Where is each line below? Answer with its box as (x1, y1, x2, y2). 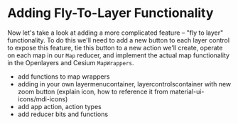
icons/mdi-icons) (17, 94, 68, 103)
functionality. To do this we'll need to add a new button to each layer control (7, 35, 229, 44)
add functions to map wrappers (17, 72, 110, 81)
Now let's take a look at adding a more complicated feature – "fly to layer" (7, 28, 224, 37)
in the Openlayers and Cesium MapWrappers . (7, 58, 134, 67)
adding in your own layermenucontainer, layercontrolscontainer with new (17, 79, 232, 88)
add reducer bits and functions (17, 110, 109, 118)
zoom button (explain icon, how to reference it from (17, 87, 168, 96)
